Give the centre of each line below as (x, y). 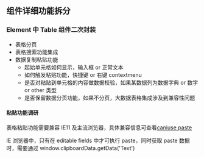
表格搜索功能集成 (37, 52)
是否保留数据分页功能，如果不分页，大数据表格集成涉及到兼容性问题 (110, 98)
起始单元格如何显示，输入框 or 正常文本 (74, 67)
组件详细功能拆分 (38, 11)
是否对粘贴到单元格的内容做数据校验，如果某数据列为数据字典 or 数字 (111, 82)
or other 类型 (40, 90)
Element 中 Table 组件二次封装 (51, 30)
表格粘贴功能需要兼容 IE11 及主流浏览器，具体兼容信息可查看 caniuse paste (99, 127)
